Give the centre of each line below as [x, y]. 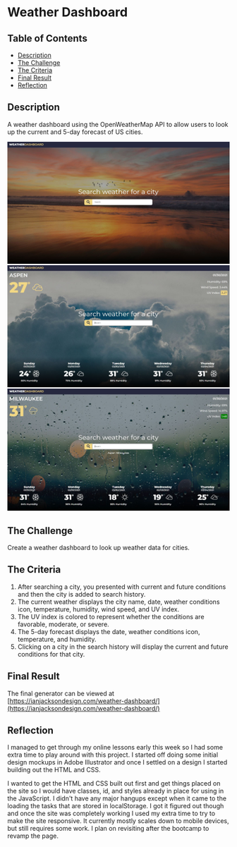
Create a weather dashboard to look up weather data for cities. [99, 547]
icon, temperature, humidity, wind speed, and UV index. [98, 609]
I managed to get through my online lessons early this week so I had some [115, 748]
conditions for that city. [51, 654]
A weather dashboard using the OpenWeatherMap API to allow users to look [118, 124]
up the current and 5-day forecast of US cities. [75, 132]
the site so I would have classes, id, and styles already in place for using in [116, 791]
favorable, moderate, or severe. [63, 624]
